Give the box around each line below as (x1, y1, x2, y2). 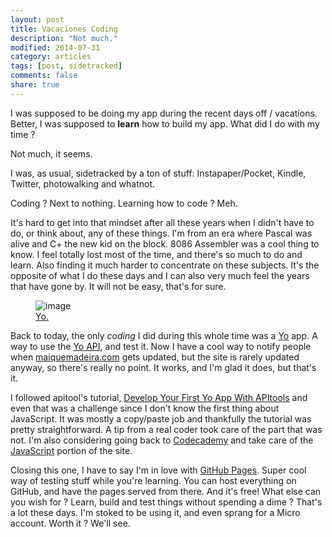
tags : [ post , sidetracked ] (10, 61, 123, 71)
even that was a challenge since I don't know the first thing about (10, 402, 280, 414)
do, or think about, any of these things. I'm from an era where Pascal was (10, 227, 313, 239)
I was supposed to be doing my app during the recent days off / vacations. (10, 107, 318, 119)
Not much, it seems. (10, 147, 93, 160)
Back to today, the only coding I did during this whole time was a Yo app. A (10, 329, 318, 341)
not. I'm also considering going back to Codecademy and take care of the (10, 434, 314, 446)
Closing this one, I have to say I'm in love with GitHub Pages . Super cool (10, 464, 307, 476)
